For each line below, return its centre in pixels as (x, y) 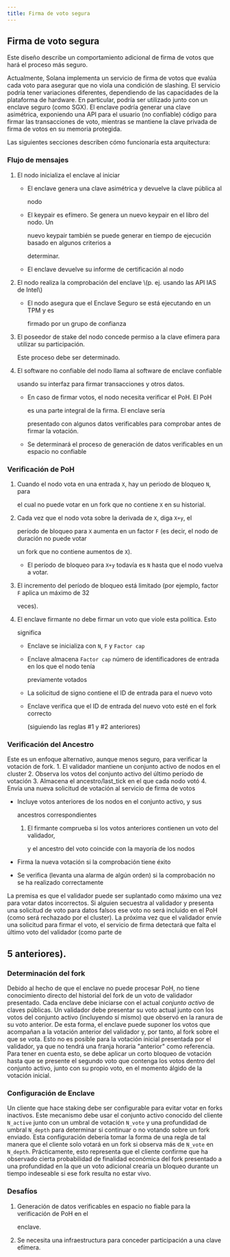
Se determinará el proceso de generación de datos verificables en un (125, 444)
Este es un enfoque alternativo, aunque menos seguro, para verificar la (107, 759)
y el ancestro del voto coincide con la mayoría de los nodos (111, 849)
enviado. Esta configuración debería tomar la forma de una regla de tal (107, 1137)
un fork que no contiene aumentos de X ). (74, 552)
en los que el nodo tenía (61, 666)
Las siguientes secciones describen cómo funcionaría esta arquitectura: (109, 142)
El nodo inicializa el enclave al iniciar (68, 175)
